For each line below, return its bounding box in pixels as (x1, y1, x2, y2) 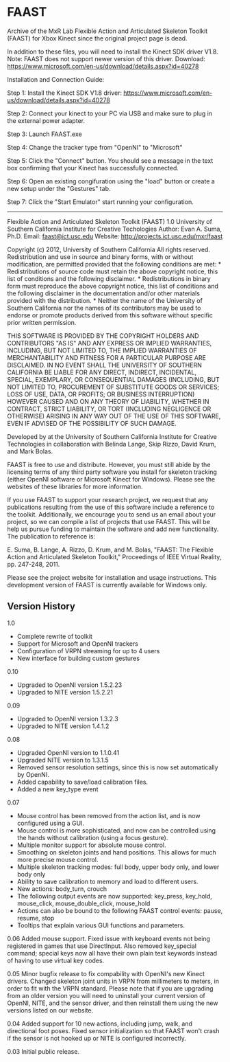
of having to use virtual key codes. (7, 956, 105, 964)
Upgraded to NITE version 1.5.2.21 (16, 688, 113, 696)
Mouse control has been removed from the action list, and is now (16, 811, 201, 820)
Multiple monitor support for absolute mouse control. (16, 841, 166, 849)
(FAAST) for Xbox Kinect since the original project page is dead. (7, 34, 188, 42)
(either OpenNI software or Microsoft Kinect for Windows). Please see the (7, 475, 216, 483)
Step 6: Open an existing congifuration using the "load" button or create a (7, 177, 216, 185)
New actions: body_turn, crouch (16, 884, 107, 893)
